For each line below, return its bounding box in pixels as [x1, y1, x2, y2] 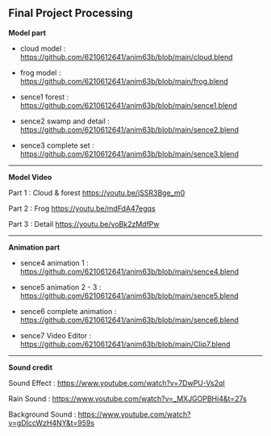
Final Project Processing [8, 6, 133, 20]
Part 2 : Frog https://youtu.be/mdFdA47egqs [8, 203, 156, 213]
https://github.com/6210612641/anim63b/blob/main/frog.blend [19, 76, 228, 86]
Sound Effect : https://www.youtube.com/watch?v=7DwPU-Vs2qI [8, 378, 226, 388]
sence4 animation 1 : [19, 258, 89, 267]
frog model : [19, 68, 61, 78]
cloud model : [19, 44, 66, 53]
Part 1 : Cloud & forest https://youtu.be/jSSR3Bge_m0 [8, 187, 186, 197]
